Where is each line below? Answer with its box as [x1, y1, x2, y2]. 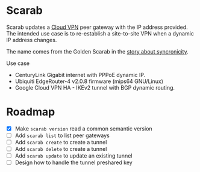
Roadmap [6, 105, 55, 119]
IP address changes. [6, 36, 57, 43]
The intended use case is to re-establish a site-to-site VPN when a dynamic [6, 29, 195, 37]
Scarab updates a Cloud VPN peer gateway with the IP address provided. [6, 23, 188, 31]
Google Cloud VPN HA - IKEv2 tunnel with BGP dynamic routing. [14, 84, 175, 91]
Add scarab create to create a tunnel [14, 139, 107, 146]
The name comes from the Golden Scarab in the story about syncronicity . [6, 48, 189, 55]
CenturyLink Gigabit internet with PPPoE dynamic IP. [14, 71, 146, 78]
